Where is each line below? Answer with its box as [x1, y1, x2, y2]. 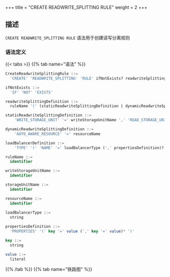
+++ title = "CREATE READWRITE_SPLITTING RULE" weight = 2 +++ [5, 5, 148, 10]
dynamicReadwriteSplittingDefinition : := [5, 127, 94, 132]
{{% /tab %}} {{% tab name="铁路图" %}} [5, 266, 93, 272]
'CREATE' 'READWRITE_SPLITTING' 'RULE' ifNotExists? [10, 76, 123, 81]
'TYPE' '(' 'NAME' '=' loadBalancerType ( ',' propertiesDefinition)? [14, 145, 164, 150]
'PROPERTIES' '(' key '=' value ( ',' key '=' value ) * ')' [10, 229, 135, 234]
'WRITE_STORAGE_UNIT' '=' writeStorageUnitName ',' [14, 118, 125, 123]
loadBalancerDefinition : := [5, 141, 65, 146]
